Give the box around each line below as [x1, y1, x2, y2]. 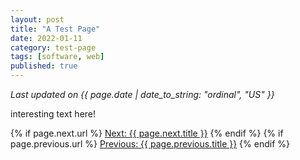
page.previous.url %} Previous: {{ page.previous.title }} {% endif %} [10, 138, 290, 150]
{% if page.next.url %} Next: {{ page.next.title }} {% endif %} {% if [10, 127, 284, 139]
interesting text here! [10, 108, 97, 120]
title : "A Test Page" [10, 24, 101, 34]
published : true [10, 61, 78, 71]
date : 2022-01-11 [10, 33, 83, 43]
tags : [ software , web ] [10, 52, 105, 62]
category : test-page [10, 42, 97, 53]
